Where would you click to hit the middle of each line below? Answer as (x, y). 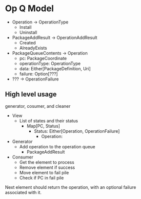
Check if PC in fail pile (42, 178)
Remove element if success (47, 167)
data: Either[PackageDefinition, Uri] (55, 68)
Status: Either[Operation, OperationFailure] (77, 131)
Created (28, 42)
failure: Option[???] (39, 74)
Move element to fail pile (44, 172)
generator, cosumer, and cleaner (38, 106)
